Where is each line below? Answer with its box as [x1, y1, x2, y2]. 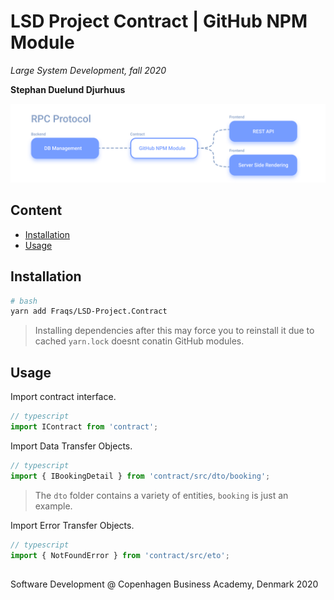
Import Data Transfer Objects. [10, 440, 133, 452]
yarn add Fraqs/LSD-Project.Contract [10, 306, 168, 317]
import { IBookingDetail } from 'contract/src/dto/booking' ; [10, 471, 271, 481]
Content [10, 202, 63, 219]
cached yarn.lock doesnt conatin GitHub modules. [34, 335, 245, 347]
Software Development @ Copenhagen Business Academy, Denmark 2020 [10, 578, 319, 590]
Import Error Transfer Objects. [10, 519, 135, 531]
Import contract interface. [10, 391, 117, 403]
